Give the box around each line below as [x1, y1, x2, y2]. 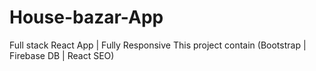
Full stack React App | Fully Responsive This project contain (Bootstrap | [9, 39, 307, 51]
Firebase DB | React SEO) [9, 49, 115, 61]
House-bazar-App [9, 6, 164, 29]
